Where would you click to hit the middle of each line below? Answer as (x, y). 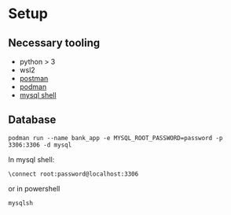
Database (32, 120)
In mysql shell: (31, 159)
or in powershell (34, 188)
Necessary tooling (54, 43)
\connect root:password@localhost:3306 (73, 174)
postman (34, 78)
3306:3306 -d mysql (40, 145)
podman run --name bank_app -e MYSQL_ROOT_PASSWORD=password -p (115, 138)
